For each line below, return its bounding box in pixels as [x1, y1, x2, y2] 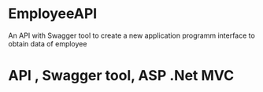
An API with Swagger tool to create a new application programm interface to [8, 31, 256, 40]
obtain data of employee [8, 39, 87, 48]
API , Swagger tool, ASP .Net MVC [8, 67, 235, 85]
